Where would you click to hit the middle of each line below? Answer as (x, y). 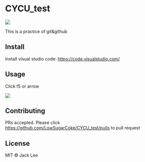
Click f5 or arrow (22, 86)
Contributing (25, 111)
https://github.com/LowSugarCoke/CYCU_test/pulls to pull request (73, 128)
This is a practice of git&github (36, 31)
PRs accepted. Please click (33, 123)
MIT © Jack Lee (21, 155)
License (18, 143)
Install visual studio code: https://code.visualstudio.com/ (62, 59)
